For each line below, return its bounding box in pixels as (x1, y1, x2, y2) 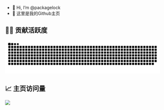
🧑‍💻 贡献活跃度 (5, 26, 48, 34)
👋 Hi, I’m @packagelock (12, 5, 60, 10)
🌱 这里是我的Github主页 (12, 10, 60, 16)
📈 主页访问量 (5, 84, 46, 93)
